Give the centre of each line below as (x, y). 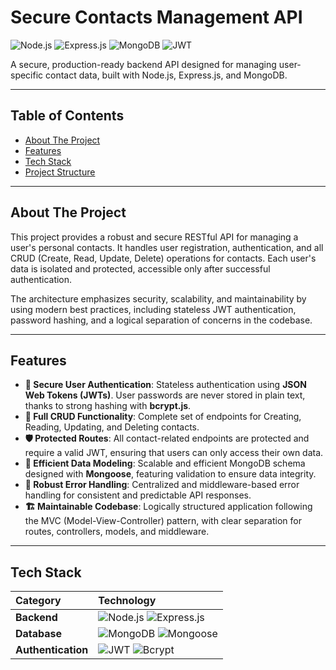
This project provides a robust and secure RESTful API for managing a (154, 237)
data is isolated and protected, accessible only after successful (140, 268)
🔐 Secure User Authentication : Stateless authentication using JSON (165, 385)
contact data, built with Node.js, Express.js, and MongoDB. (166, 75)
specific (27, 75)
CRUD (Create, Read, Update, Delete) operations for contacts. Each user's (163, 258)
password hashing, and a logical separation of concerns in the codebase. (161, 320)
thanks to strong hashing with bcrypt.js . (108, 406)
